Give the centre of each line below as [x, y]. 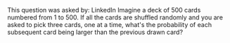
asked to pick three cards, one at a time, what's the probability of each [110, 25]
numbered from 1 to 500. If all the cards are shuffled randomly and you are [115, 17]
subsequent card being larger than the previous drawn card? [95, 32]
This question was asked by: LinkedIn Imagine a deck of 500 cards [104, 10]
